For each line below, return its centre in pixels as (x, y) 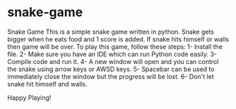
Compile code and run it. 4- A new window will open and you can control (113, 61)
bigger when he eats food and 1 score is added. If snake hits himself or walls (118, 39)
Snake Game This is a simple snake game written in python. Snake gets (111, 32)
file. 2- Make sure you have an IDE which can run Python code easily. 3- (112, 54)
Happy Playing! (29, 97)
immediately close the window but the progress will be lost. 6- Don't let (111, 76)
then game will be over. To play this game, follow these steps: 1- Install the (115, 46)
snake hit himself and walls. (48, 84)
